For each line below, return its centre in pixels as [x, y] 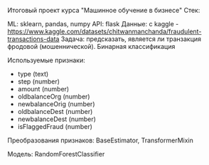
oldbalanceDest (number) [55, 112]
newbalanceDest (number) [57, 119]
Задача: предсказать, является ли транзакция [131, 39]
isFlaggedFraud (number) [55, 126]
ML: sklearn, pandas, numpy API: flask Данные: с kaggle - [93, 24]
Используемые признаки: [46, 60]
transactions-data [33, 39]
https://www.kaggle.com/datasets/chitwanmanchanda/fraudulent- [104, 32]
